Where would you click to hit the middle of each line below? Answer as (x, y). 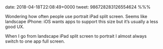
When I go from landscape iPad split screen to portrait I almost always (76, 36)
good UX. (15, 27)
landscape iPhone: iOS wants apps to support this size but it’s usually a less (82, 22)
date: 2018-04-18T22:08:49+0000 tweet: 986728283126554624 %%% (78, 7)
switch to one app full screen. (35, 41)
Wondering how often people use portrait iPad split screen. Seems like (76, 16)
